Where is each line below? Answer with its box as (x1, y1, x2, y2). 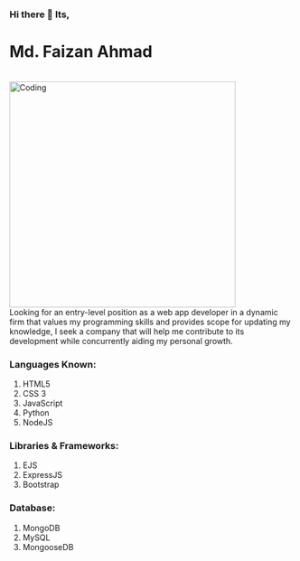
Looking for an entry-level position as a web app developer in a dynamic (9, 306, 278, 317)
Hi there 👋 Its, (9, 8, 70, 21)
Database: (9, 501, 56, 514)
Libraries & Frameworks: (9, 440, 119, 453)
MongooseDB (22, 541, 74, 552)
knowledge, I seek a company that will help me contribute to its (9, 325, 245, 337)
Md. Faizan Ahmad (9, 42, 153, 62)
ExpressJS (22, 470, 63, 481)
